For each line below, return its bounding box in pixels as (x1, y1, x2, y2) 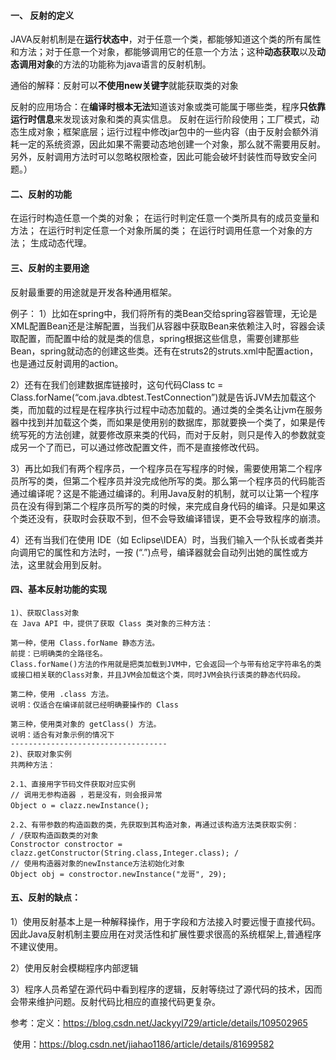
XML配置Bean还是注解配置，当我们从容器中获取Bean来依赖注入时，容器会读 (10, 320, 326, 332)
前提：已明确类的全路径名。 (10, 648, 108, 659)
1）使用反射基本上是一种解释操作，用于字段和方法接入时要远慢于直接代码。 (10, 916, 321, 928)
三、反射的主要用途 (10, 262, 90, 274)
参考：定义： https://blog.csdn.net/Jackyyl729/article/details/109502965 (10, 1017, 308, 1029)
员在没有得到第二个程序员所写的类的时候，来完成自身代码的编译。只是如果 (10, 500, 317, 512)
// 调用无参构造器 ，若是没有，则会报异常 (10, 790, 163, 800)
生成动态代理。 (29, 237, 92, 249)
